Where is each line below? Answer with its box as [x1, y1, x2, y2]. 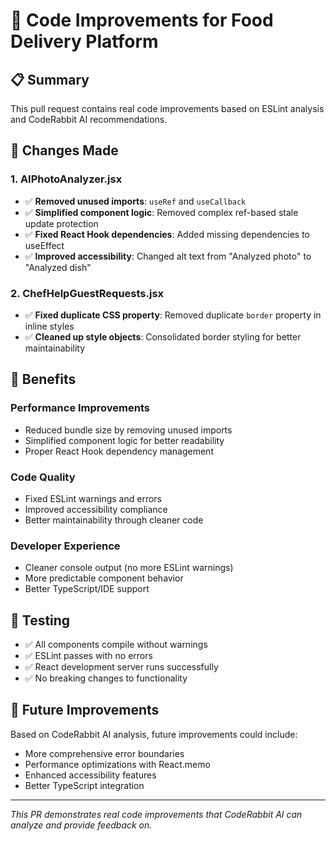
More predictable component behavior [24, 572, 184, 584]
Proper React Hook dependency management [24, 445, 214, 457]
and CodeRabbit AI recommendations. [10, 114, 168, 125]
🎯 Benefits [10, 371, 77, 388]
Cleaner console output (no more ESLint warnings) [24, 562, 234, 574]
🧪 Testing [10, 612, 71, 629]
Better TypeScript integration [24, 779, 145, 791]
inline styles [24, 320, 75, 332]
